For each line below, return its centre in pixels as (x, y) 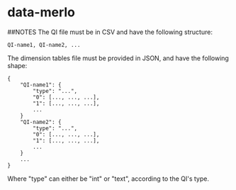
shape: (17, 65)
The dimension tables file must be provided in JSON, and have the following (118, 58)
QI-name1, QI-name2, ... (44, 45)
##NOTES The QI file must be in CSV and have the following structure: (110, 32)
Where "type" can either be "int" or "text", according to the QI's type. (108, 179)
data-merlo (41, 12)
